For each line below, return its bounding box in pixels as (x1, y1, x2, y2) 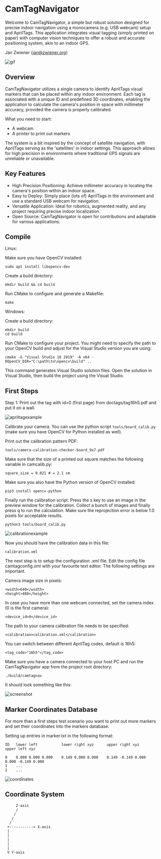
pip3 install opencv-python (5, 489, 62, 494)
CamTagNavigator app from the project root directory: (5, 664, 113, 670)
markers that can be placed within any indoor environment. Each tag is (5, 91, 146, 97)
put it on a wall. (5, 405, 35, 411)
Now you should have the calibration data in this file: (5, 540, 110, 546)
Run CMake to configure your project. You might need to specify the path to (5, 340, 156, 346)
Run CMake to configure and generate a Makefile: (5, 291, 104, 297)
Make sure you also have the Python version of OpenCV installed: (5, 480, 136, 485)
